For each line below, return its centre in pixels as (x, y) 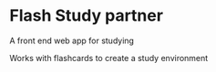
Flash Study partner (87, 16)
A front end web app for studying (72, 40)
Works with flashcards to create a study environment (109, 58)
